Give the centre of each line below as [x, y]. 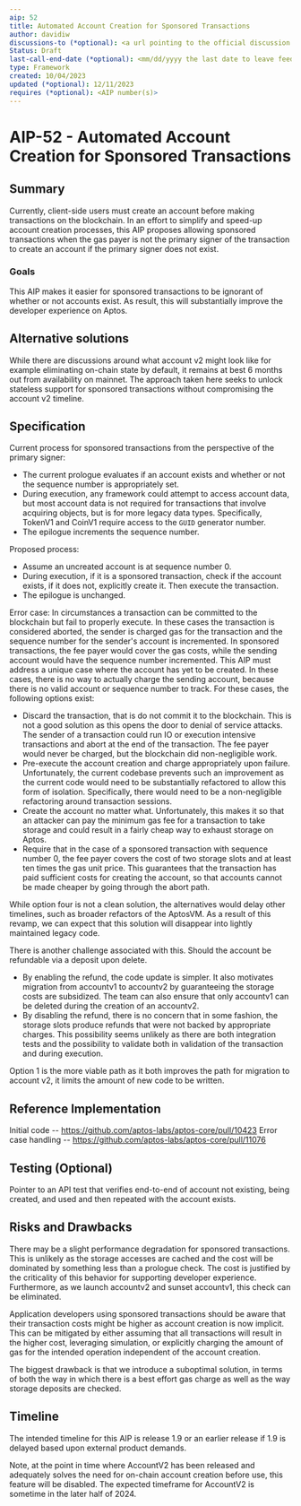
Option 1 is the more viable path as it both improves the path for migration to [150, 1071]
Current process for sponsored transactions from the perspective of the [142, 448]
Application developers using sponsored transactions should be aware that [148, 1313]
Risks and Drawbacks [71, 1228]
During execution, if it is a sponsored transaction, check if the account [152, 576]
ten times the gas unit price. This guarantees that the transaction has [149, 868]
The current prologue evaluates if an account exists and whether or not [154, 475]
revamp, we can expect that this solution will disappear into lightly [131, 923]
